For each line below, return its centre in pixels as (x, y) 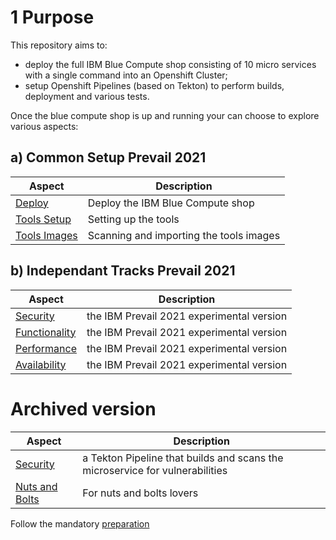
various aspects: (44, 126)
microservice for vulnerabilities (155, 470)
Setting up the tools (133, 219)
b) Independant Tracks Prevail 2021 (123, 271)
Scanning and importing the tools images (184, 235)
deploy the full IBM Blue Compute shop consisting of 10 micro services (170, 64)
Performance (46, 348)
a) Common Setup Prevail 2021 (108, 157)
